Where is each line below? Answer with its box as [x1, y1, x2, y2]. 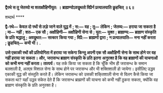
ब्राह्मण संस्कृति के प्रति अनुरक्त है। [5, 82, 57, 88]
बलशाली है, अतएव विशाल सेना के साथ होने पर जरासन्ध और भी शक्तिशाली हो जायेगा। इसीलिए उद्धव [5, 66, 155, 72]
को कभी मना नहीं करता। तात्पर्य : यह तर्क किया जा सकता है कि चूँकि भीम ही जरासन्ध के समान [5, 61, 147, 66]
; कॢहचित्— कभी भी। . [5, 40, 41, 46]
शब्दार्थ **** [5, 14, 25, 20]
